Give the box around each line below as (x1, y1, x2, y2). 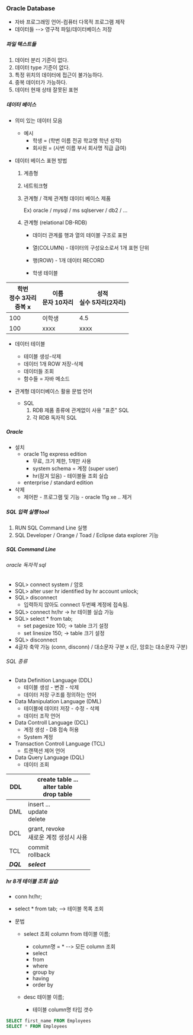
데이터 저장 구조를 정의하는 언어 (23, 691, 96, 698)
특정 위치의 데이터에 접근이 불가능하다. (14, 71, 104, 78)
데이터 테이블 (14, 340, 46, 348)
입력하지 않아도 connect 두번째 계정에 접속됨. (23, 601, 129, 608)
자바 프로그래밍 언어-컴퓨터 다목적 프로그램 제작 (14, 18, 126, 26)
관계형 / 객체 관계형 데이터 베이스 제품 (23, 195, 111, 202)
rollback (28, 850, 51, 859)
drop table (43, 790, 73, 798)
